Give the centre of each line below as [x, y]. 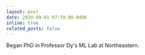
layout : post [22, 12]
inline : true [22, 23]
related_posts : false [33, 28]
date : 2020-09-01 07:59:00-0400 [46, 17]
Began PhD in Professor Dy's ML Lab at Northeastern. [73, 45]
